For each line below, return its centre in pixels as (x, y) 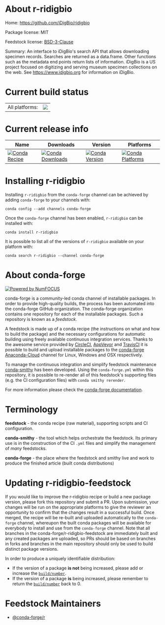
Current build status (47, 92)
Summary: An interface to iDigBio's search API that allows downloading (77, 51)
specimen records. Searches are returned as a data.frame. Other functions (81, 56)
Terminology (31, 409)
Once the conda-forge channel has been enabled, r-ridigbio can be (74, 218)
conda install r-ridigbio (31, 232)
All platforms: (23, 107)
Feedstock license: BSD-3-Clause (39, 42)
